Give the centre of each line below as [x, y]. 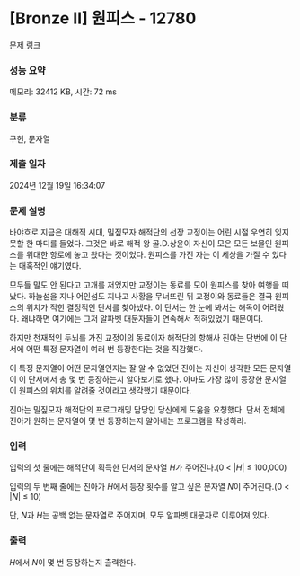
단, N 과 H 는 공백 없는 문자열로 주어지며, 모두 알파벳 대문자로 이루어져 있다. [139, 515]
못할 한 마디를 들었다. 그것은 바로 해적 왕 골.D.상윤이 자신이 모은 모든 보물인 [141, 244]
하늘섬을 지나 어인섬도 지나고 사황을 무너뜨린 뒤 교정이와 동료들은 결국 [150, 297]
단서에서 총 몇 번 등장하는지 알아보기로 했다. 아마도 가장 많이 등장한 [146, 379]
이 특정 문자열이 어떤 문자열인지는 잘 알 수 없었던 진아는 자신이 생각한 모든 [138, 368]
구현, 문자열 [30, 138]
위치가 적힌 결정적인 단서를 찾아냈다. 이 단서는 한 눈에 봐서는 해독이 [143, 307]
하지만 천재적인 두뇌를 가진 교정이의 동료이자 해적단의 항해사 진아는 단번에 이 [144, 338]
